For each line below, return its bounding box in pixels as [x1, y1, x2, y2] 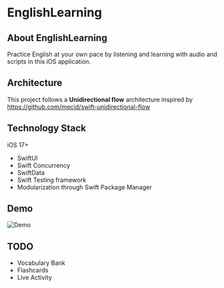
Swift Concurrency [16, 161, 71, 169]
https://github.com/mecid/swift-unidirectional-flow [7, 103, 151, 111]
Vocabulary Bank [16, 259, 66, 267]
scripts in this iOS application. [7, 57, 91, 66]
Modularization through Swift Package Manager [16, 183, 153, 191]
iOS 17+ [7, 140, 29, 148]
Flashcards [16, 266, 49, 274]
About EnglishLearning [7, 32, 108, 44]
